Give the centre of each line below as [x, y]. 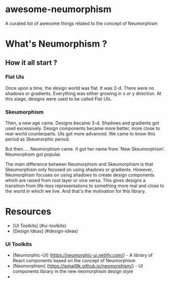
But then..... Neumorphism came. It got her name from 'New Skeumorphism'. [85, 149]
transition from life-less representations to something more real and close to [85, 186]
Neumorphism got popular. [33, 154]
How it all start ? [31, 63]
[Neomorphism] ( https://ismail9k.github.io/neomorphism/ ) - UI [78, 266]
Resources [28, 212]
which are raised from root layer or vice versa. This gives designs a [75, 181]
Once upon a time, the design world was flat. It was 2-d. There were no [80, 88]
